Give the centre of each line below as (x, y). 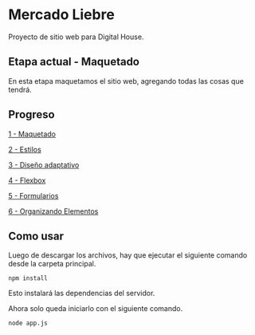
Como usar (36, 236)
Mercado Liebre (62, 15)
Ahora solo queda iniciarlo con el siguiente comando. (96, 309)
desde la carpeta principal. (52, 264)
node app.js (28, 323)
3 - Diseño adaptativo (44, 164)
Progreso (31, 114)
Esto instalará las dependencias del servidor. (82, 294)
